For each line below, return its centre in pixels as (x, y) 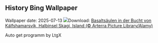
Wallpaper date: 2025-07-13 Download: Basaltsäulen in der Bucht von (78, 20)
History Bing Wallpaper (41, 8)
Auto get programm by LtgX (33, 35)
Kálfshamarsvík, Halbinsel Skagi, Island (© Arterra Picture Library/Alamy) (79, 25)
